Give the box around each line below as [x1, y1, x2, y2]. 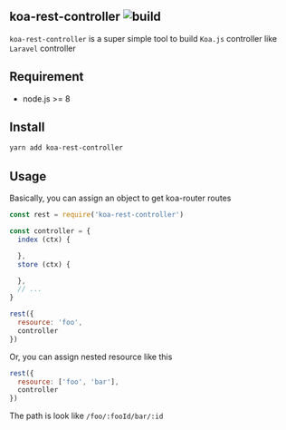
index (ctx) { [17, 235, 71, 244]
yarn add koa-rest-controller [9, 143, 124, 152]
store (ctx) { [17, 259, 71, 269]
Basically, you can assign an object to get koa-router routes [9, 192, 232, 204]
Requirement [9, 69, 84, 84]
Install [9, 120, 45, 135]
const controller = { [9, 227, 91, 236]
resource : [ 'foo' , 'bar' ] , [17, 377, 119, 386]
